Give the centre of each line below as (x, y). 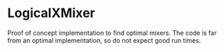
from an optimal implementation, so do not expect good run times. (104, 40)
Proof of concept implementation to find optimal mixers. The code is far (112, 33)
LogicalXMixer (51, 13)
